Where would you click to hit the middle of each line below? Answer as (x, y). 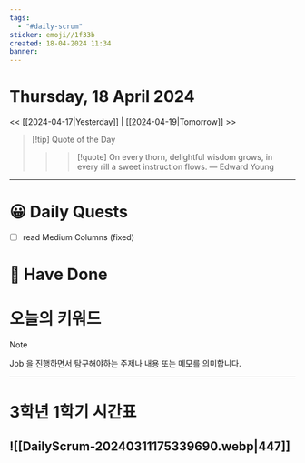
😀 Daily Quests (69, 212)
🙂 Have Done (59, 275)
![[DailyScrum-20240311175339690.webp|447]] (150, 446)
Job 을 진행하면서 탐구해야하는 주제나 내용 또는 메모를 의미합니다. (126, 364)
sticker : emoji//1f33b (52, 35)
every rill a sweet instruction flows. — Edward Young (176, 167)
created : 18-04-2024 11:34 (60, 43)
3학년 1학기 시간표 (73, 413)
